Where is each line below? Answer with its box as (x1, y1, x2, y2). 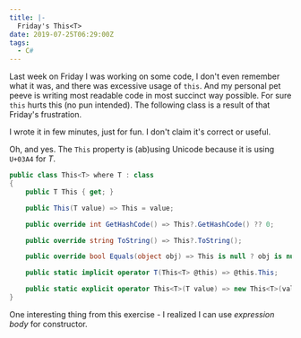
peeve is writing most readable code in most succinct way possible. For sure (9, 91, 292, 101)
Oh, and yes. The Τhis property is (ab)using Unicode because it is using (9, 144, 275, 155)
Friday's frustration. (9, 109, 82, 120)
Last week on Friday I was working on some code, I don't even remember (9, 71, 280, 82)
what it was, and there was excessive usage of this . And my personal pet (9, 81, 281, 91)
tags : (9, 38, 30, 48)
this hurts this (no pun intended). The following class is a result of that (9, 100, 271, 110)
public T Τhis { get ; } (25, 187, 115, 196)
